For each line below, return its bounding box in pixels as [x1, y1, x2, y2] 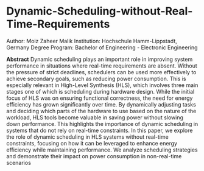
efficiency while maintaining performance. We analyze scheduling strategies [6, 146, 198, 153]
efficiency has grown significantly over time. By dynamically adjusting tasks [6, 100, 196, 108]
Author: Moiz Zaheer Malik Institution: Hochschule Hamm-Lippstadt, [6, 37, 178, 44]
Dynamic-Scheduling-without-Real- [6, 4, 193, 18]
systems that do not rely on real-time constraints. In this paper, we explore [6, 127, 193, 134]
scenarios [6, 159, 32, 166]
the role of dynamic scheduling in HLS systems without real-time [6, 133, 169, 141]
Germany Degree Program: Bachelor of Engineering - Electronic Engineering [6, 44, 198, 51]
